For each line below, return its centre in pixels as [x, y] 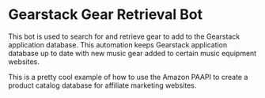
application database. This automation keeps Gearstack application [118, 44]
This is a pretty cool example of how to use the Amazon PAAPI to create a [128, 77]
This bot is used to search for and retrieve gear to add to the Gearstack [124, 36]
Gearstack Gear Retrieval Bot [106, 15]
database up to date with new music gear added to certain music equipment [132, 53]
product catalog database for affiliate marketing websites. [102, 85]
